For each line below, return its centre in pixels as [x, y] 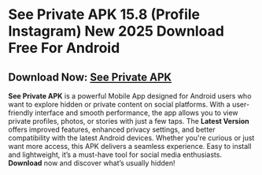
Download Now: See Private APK [90, 77]
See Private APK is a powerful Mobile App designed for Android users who [130, 96]
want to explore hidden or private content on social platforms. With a [119, 104]
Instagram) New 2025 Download [116, 31]
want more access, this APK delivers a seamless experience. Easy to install [130, 146]
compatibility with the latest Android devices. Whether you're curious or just [131, 138]
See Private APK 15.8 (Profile [104, 15]
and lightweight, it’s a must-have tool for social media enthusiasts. [115, 155]
